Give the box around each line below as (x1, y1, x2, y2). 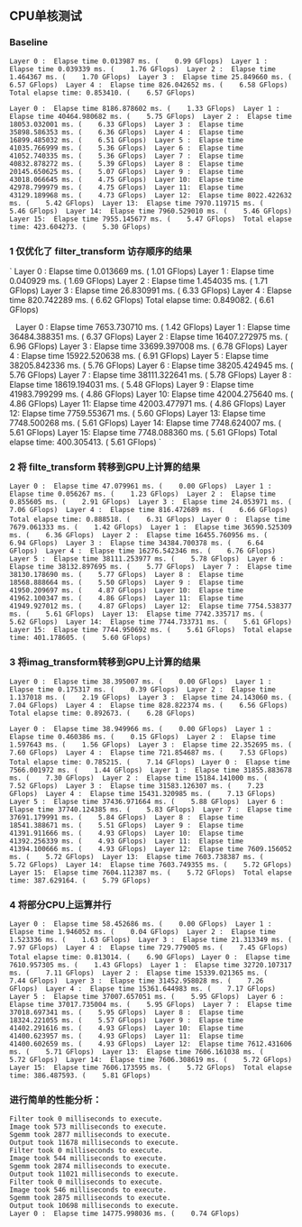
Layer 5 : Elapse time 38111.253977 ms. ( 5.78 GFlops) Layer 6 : (9, 554, 284, 563)
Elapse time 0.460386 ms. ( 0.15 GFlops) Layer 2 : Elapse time (9, 732, 277, 741)
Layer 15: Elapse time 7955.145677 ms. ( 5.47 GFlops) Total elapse (9, 215, 293, 224)
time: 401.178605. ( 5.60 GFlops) (9, 634, 151, 643)
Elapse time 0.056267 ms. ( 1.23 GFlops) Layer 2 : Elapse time (9, 490, 277, 499)
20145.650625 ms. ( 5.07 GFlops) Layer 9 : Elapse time (9, 167, 244, 176)
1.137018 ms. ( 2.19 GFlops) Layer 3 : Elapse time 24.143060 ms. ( (9, 692, 293, 701)
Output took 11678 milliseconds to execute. (9, 1139, 179, 1148)
